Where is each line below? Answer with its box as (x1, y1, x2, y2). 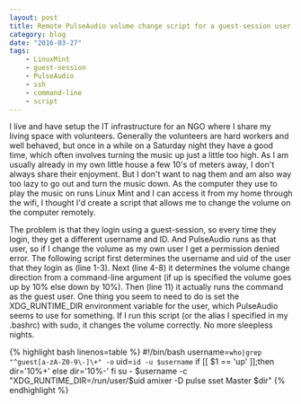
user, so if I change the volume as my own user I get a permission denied (9, 243, 280, 254)
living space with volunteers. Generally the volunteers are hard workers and (9, 131, 289, 142)
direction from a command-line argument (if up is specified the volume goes (9, 272, 292, 283)
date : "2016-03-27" (9, 38, 83, 48)
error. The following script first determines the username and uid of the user (9, 253, 292, 264)
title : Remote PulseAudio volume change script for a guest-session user (9, 22, 292, 31)
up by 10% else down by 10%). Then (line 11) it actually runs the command (9, 282, 284, 293)
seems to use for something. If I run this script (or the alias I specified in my (9, 311, 289, 321)
